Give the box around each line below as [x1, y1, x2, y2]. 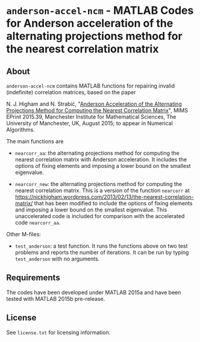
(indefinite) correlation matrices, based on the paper [6, 89, 136, 95]
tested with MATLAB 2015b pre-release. [6, 295, 105, 302]
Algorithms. [6, 126, 35, 133]
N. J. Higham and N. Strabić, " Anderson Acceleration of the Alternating [6, 100, 182, 108]
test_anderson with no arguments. [14, 255, 100, 262]
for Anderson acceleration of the [6, 16, 173, 30]
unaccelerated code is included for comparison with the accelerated [14, 213, 185, 219]
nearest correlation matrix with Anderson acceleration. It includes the [14, 156, 187, 163]
